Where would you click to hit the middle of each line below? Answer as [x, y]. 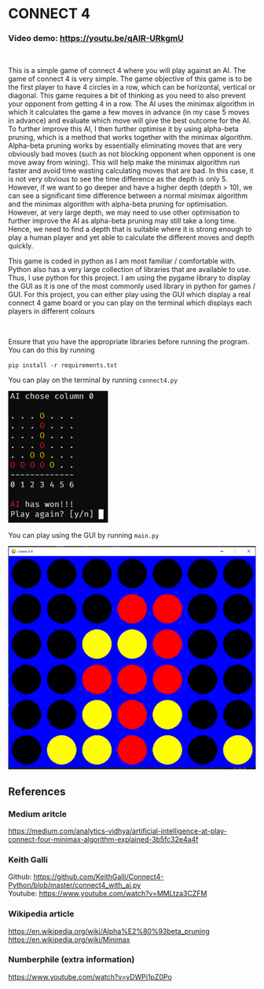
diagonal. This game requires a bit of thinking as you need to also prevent [127, 96]
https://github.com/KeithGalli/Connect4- [99, 877]
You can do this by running [52, 350]
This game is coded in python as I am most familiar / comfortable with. [122, 261]
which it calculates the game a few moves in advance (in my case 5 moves [129, 112]
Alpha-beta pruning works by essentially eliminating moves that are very [125, 145]
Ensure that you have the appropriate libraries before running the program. [129, 342]
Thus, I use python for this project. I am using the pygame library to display [129, 278]
